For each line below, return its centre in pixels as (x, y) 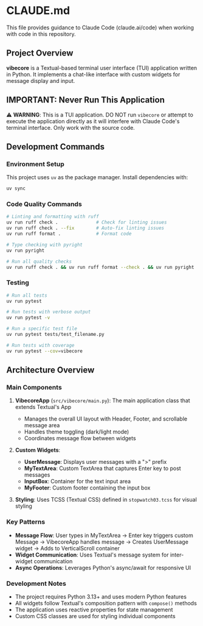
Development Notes (36, 583)
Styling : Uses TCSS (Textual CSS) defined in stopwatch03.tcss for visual (106, 500)
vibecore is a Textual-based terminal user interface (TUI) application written (102, 68)
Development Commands (56, 147)
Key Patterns (26, 522)
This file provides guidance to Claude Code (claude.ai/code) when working (100, 27)
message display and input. (41, 80)
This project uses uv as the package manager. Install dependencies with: (97, 177)
